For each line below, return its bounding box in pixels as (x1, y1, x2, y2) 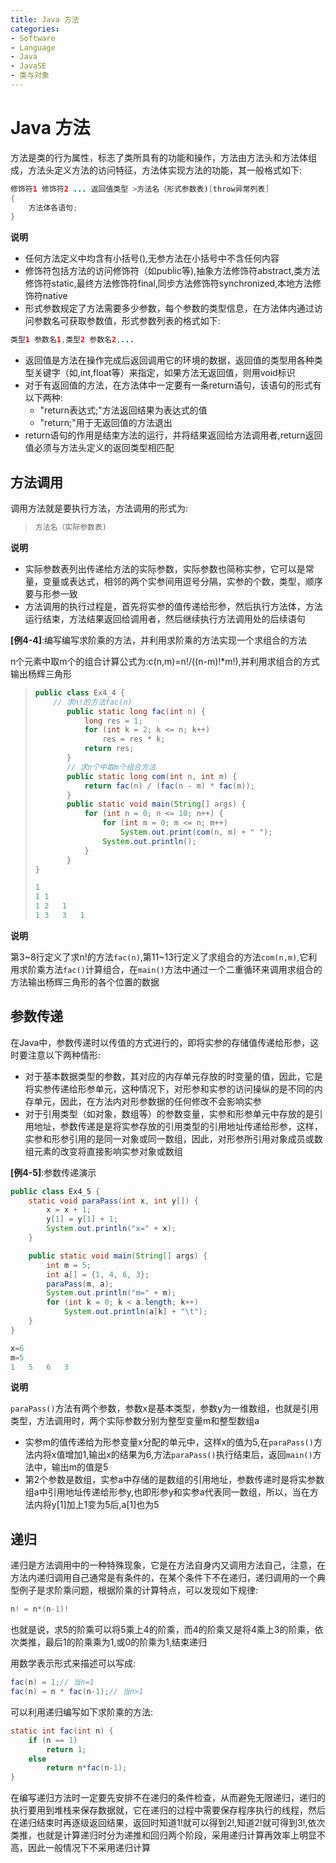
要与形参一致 (24, 587, 78, 600)
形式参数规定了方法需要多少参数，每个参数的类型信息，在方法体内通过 (24, 302, 315, 315)
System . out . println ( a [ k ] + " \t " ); (63, 1307, 208, 1317)
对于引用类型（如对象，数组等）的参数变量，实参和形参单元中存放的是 (24, 1107, 315, 1120)
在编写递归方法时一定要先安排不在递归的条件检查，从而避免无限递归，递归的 (10, 1792, 326, 1804)
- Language (10, 42, 56, 53)
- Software (10, 33, 56, 43)
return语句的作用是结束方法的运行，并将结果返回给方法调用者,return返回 (24, 429, 323, 441)
